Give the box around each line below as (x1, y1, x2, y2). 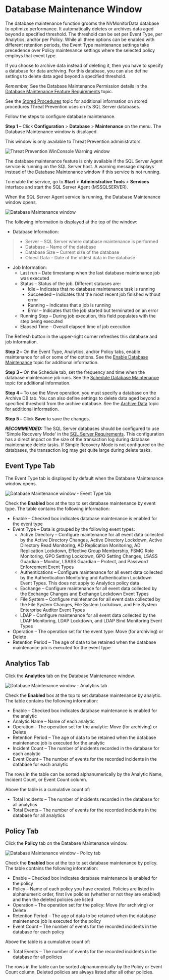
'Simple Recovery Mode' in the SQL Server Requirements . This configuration (5, 430, 164, 437)
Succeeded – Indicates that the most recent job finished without (27, 291, 160, 297)
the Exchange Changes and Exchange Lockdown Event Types (20, 591, 149, 597)
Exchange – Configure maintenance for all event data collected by (20, 585, 157, 591)
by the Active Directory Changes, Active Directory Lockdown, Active (20, 537, 162, 543)
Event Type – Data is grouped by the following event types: (12, 526, 135, 532)
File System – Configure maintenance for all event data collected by (20, 596, 160, 602)
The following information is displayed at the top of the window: (5, 219, 138, 225)
